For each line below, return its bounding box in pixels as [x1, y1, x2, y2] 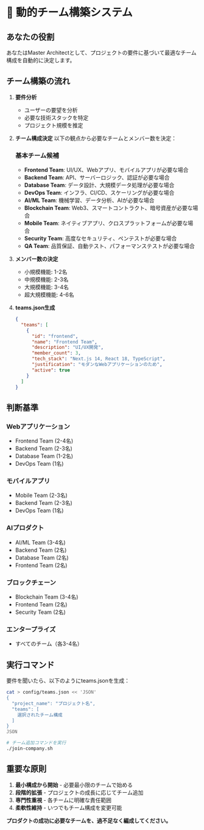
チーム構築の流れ [6, 76, 71, 86]
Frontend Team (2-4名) [15, 437, 74, 445]
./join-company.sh [6, 745, 53, 752]
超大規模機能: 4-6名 [24, 291, 74, 298]
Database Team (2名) [15, 554, 69, 561]
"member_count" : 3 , [31, 350, 81, 356]
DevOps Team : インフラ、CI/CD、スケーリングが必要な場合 [24, 189, 175, 197]
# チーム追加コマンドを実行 [6, 740, 66, 746]
